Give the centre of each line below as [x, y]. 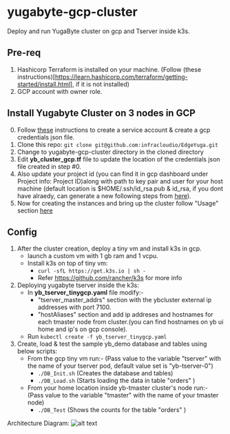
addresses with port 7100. [74, 307]
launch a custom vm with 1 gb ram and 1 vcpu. [93, 256]
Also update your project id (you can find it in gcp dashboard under [113, 174]
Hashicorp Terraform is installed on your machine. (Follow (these [109, 69]
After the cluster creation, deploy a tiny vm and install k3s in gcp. [109, 248]
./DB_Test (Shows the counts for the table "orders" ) [112, 410]
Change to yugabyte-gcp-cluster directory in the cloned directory [111, 152]
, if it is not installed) [101, 84]
